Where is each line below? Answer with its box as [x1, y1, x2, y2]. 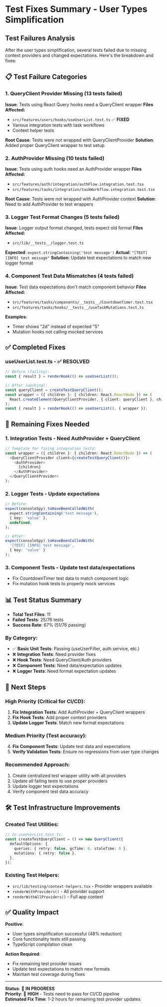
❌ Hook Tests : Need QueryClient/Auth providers [12, 657, 112, 663]
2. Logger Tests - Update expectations [5, 490, 100, 497]
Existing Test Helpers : [5, 872, 60, 879]
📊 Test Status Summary [5, 596, 82, 604]
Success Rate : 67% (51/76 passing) [12, 622, 86, 628]
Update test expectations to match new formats [12, 966, 110, 972]
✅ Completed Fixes [5, 343, 66, 352]
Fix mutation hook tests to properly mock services [12, 581, 115, 587]
